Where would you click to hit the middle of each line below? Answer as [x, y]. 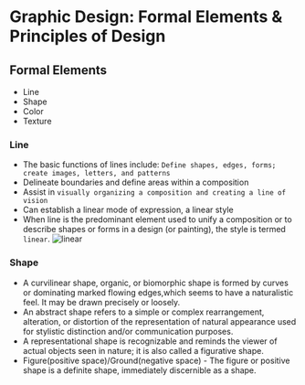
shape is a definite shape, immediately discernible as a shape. [140, 370]
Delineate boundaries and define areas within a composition [136, 182]
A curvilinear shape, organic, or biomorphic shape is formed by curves [156, 283]
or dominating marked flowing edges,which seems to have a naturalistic [158, 292]
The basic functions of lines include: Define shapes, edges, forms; [149, 165]
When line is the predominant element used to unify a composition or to [157, 219]
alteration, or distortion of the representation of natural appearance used [159, 321]
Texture [37, 121]
